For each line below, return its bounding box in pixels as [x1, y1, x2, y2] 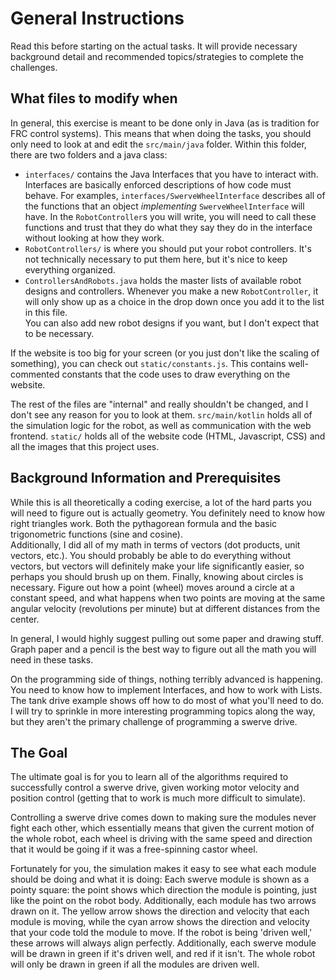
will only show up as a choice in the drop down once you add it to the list [24, 295, 325, 307]
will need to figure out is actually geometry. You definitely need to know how [10, 507, 326, 519]
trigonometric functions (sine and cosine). [10, 528, 183, 540]
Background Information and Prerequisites [10, 470, 282, 487]
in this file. [24, 306, 68, 318]
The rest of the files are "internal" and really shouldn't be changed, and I [10, 398, 309, 410]
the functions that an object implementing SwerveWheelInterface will [24, 200, 305, 212]
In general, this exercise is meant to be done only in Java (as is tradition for [10, 117, 320, 129]
